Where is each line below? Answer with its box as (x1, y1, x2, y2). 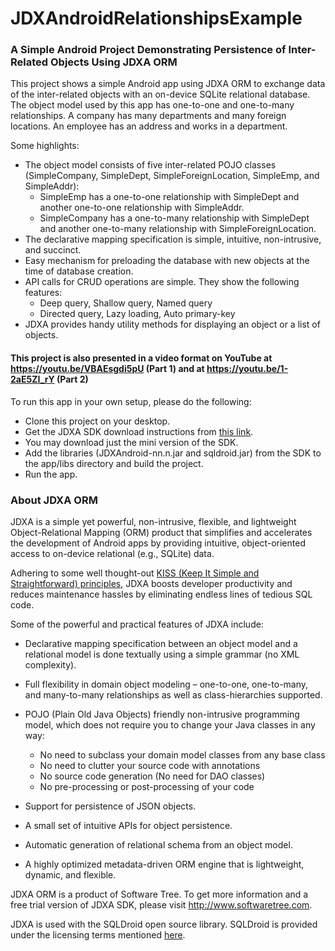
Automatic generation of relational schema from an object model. (24, 838, 293, 851)
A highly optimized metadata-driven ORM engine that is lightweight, (24, 858, 305, 870)
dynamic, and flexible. (24, 868, 117, 881)
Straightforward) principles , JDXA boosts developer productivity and (10, 577, 293, 589)
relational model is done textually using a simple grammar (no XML (24, 648, 300, 660)
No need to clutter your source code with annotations (39, 759, 261, 771)
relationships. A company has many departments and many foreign (10, 110, 287, 122)
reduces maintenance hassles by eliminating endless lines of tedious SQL (10, 588, 313, 600)
